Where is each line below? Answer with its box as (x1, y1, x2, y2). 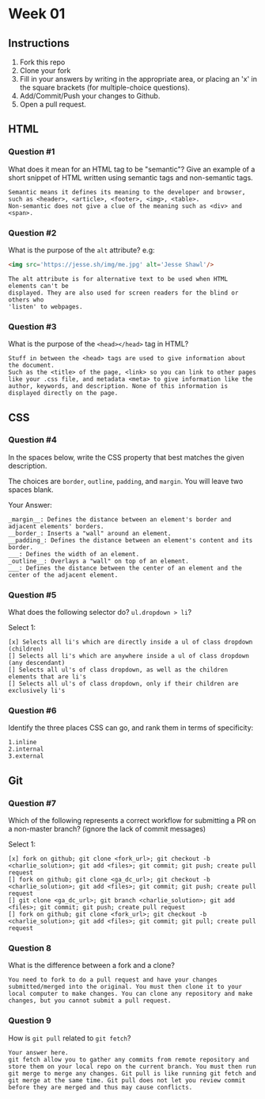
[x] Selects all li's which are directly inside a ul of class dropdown (8, 638, 253, 647)
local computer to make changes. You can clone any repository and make (8, 989, 253, 998)
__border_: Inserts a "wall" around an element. (8, 529, 172, 537)
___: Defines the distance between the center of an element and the (8, 564, 243, 572)
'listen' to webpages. (8, 302, 83, 310)
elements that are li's (8, 673, 87, 681)
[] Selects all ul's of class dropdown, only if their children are (8, 680, 239, 688)
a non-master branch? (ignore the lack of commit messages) (8, 824, 206, 834)
